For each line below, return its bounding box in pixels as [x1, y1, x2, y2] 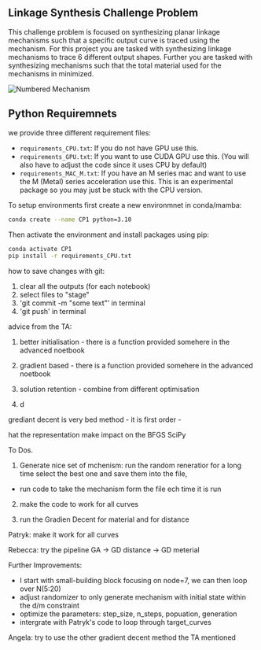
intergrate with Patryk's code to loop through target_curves [19, 618, 212, 627]
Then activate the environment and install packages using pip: [8, 230, 210, 239]
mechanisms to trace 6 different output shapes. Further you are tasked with [8, 52, 253, 61]
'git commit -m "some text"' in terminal [19, 298, 145, 308]
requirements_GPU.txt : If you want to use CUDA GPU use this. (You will [19, 151, 249, 161]
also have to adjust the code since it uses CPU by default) [19, 160, 208, 169]
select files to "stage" [19, 290, 90, 300]
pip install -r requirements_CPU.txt [8, 252, 132, 260]
